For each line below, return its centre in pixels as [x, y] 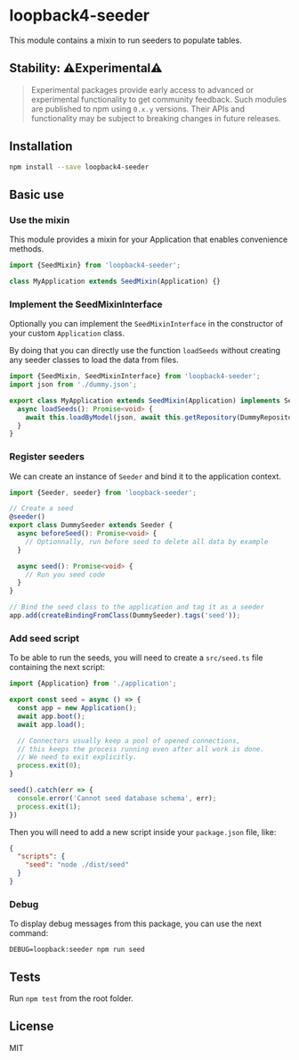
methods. [27, 249]
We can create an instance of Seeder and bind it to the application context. [145, 476]
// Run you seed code [65, 575]
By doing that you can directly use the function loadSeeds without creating [145, 351]
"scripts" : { [41, 857]
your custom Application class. [67, 333]
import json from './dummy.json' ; [73, 385]
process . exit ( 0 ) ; [49, 766]
